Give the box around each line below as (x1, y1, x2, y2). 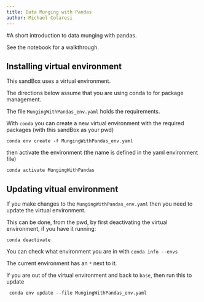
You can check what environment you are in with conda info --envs (6, 248, 178, 255)
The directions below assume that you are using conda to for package (6, 90, 184, 97)
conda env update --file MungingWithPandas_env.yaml (9, 290, 147, 296)
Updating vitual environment (6, 184, 119, 194)
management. (6, 96, 42, 103)
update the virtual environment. (6, 207, 86, 214)
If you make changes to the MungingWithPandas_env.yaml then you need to (6, 200, 193, 207)
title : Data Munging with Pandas (6, 9, 92, 15)
